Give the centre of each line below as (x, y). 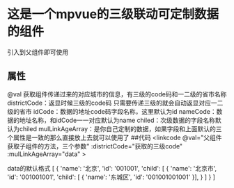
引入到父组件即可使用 (38, 52)
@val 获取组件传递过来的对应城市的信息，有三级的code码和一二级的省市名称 (117, 94)
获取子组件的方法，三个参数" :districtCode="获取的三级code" (95, 146)
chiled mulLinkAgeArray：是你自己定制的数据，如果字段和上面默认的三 (120, 128)
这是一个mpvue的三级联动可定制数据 (113, 14)
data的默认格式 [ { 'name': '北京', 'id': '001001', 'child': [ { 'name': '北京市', (112, 168)
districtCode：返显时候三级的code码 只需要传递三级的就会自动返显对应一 (112, 103)
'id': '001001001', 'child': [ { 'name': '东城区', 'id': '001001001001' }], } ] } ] (111, 177)
